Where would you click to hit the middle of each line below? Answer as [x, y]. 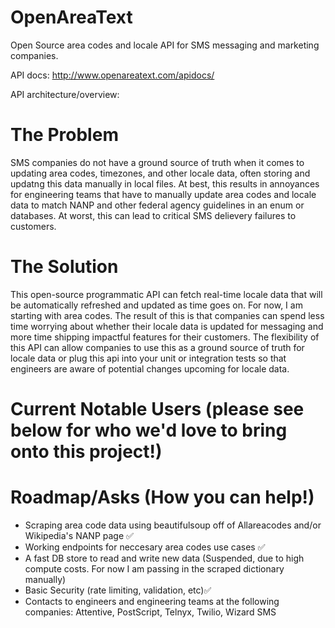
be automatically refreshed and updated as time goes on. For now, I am [156, 305]
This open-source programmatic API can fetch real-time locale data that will [166, 294]
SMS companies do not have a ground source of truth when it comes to [157, 162]
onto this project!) [86, 452]
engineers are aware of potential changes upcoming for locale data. [150, 368]
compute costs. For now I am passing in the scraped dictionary [154, 568]
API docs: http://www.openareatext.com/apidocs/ [112, 75]
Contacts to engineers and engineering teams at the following [152, 601]
